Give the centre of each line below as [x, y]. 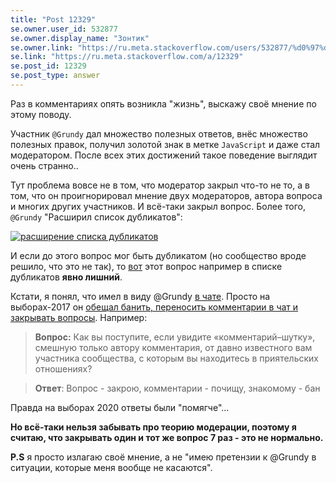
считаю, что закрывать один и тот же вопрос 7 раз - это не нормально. [167, 437]
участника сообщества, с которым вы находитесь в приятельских [176, 358]
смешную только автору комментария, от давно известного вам [173, 347]
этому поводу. [41, 114]
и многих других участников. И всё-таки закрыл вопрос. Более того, [158, 206]
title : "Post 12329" [53, 19]
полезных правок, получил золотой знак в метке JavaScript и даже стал [165, 144]
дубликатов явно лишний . [66, 277]
